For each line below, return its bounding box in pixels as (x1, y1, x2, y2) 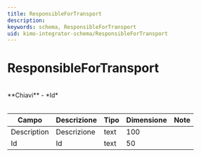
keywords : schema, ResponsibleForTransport (7, 23, 137, 30)
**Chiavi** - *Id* (7, 91, 58, 99)
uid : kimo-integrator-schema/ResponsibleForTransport (7, 30, 169, 37)
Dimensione (126, 115, 167, 125)
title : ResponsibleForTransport (7, 10, 102, 18)
